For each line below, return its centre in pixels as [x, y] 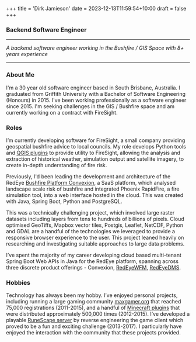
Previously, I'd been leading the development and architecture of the [88, 176]
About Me [20, 75]
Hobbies [18, 282]
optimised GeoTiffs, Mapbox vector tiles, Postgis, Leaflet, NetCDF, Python [95, 225]
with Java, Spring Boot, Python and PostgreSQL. [64, 201]
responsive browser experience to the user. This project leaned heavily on [95, 237]
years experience [27, 54]
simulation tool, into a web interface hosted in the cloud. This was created [95, 195]
